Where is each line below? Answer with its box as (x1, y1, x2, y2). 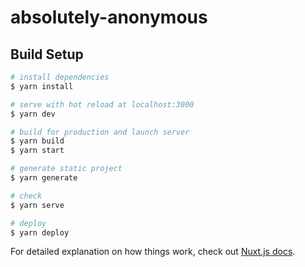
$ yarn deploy (10, 227, 70, 238)
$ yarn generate (10, 173, 78, 183)
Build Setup (10, 46, 84, 63)
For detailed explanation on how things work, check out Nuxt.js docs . (10, 246, 296, 258)
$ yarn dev (10, 109, 56, 119)
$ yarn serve (10, 200, 65, 210)
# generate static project (10, 164, 123, 174)
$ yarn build (10, 136, 65, 146)
